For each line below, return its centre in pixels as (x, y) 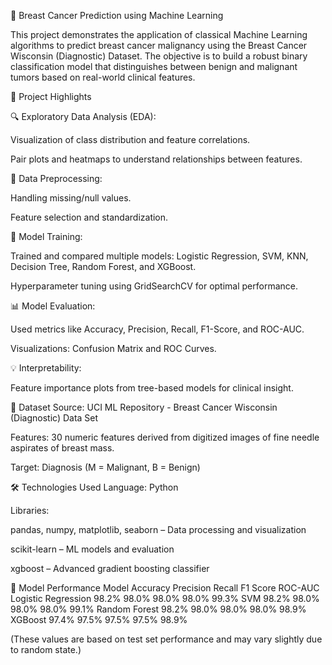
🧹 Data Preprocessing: (56, 178)
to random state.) (46, 649)
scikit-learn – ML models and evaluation (92, 549)
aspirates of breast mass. (62, 448)
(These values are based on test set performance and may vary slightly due (166, 639)
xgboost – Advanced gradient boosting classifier (110, 568)
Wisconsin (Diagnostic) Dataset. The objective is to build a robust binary (159, 56)
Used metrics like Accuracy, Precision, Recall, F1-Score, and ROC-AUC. (157, 329)
